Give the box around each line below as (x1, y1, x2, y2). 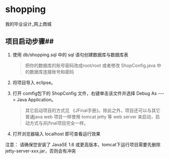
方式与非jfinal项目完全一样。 (29, 120, 89, 126)
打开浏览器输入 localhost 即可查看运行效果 (12, 131, 101, 137)
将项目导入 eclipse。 (12, 79, 55, 86)
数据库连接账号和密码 (29, 68, 74, 74)
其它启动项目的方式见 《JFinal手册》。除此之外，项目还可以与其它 (25, 107, 160, 113)
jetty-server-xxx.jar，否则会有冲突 (5, 148, 76, 154)
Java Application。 (17, 96, 57, 102)
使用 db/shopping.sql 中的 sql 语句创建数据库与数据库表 (12, 52, 129, 58)
